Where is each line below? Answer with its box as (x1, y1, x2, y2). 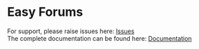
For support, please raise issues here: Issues (7, 27, 135, 35)
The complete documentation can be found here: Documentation (7, 34, 192, 42)
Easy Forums (7, 4, 84, 20)
